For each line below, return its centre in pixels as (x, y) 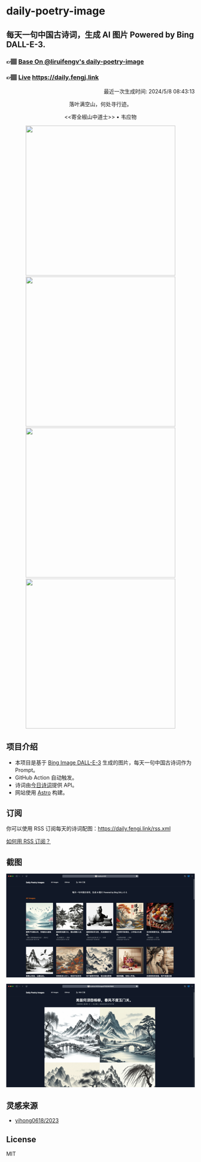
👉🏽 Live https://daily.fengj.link (53, 77)
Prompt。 (27, 770)
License (21, 1140)
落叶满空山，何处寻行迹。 (100, 104)
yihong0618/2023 (37, 1121)
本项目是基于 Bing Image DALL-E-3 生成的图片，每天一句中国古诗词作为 (103, 762)
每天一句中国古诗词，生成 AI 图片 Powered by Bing (100, 34)
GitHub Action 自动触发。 (46, 777)
